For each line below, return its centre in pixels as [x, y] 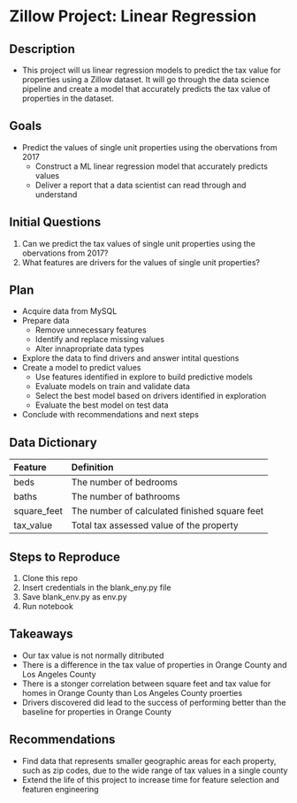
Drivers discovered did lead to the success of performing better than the [154, 702]
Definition [92, 468]
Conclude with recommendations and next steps [110, 415]
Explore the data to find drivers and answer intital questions [130, 358]
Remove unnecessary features [91, 330]
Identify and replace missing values [100, 340]
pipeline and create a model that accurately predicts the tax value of [146, 89]
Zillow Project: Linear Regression [133, 16]
